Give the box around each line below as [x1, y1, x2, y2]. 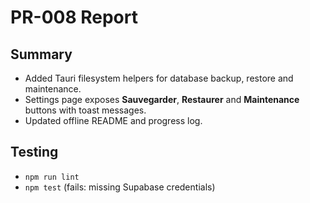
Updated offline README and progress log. [24, 115, 203, 126]
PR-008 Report [10, 6, 138, 29]
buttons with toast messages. [24, 104, 147, 116]
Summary [10, 46, 73, 63]
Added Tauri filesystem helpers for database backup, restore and [24, 72, 294, 84]
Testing [10, 144, 59, 161]
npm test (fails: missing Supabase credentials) [24, 181, 216, 193]
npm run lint [24, 172, 80, 182]
